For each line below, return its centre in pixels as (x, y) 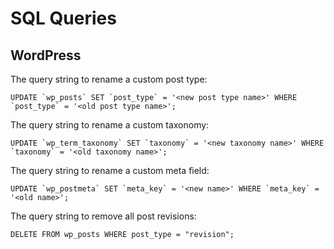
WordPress (46, 55)
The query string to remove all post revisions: (103, 216)
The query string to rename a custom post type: (109, 79)
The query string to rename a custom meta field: (110, 170)
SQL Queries (63, 18)
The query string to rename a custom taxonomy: (110, 125)
